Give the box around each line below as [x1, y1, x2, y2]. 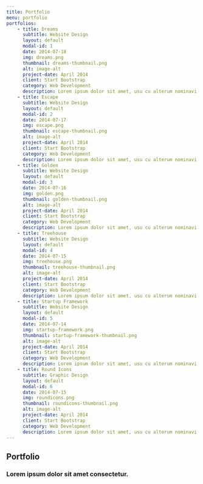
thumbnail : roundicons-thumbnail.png [22, 400, 119, 406]
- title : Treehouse [17, 230, 67, 236]
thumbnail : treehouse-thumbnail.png [22, 264, 115, 270]
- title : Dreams [17, 26, 59, 32]
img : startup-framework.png [22, 327, 94, 333]
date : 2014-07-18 [22, 49, 67, 55]
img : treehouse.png [22, 259, 72, 265]
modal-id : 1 [22, 43, 53, 49]
